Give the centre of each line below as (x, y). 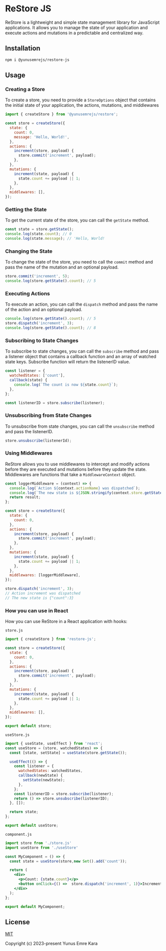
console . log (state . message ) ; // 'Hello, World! (55, 239)
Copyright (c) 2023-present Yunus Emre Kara (51, 944)
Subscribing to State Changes (42, 340)
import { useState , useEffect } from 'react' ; (54, 743)
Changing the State (29, 251)
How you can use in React (37, 610)
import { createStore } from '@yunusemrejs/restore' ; (62, 114)
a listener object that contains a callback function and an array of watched (81, 357)
